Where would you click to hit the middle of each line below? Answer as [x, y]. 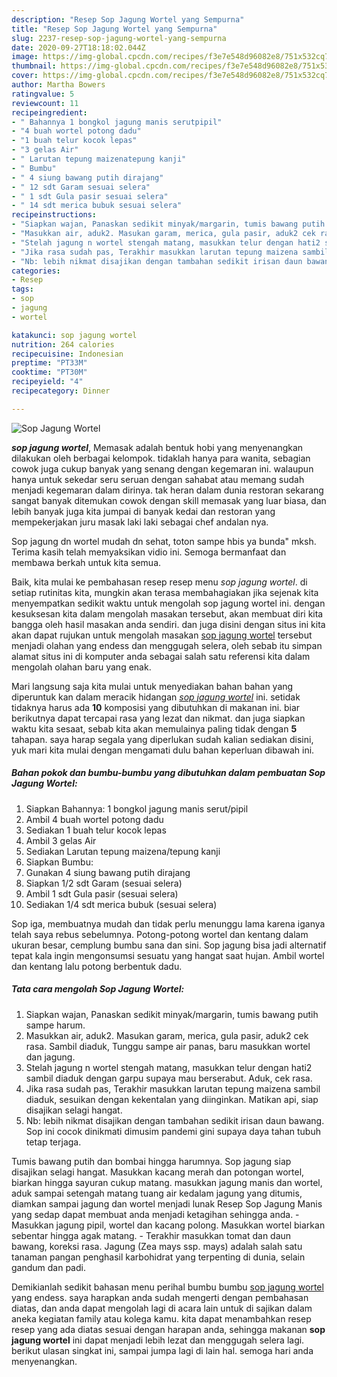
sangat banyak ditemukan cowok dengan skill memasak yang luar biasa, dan [169, 500]
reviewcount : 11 [45, 103]
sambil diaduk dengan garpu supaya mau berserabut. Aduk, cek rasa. [169, 1078]
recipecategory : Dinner [61, 391]
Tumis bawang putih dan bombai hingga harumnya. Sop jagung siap [151, 1161]
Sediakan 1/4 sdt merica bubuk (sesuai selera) [121, 904]
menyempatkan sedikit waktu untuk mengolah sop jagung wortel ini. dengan [168, 603]
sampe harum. [55, 1025]
